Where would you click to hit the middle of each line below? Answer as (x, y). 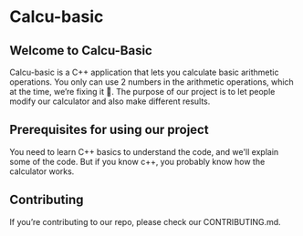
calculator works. (42, 171)
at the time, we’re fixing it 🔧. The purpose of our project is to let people (142, 92)
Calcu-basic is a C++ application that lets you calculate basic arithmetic (144, 72)
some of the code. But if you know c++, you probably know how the (137, 161)
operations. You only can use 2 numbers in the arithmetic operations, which (151, 82)
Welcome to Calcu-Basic (81, 51)
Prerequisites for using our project (109, 130)
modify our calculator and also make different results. (110, 101)
